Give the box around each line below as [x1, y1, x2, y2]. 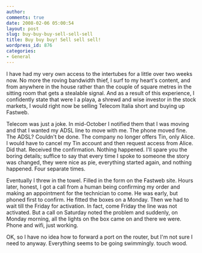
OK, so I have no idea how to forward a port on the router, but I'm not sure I [6, 233, 193, 240]
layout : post [6, 25, 39, 32]
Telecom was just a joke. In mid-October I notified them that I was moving [6, 120, 189, 127]
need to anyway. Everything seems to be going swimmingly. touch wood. [6, 239, 188, 247]
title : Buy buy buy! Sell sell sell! [6, 37, 101, 43]
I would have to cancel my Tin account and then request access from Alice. [6, 139, 194, 146]
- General [6, 54, 31, 60]
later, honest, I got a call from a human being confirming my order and [6, 183, 180, 190]
